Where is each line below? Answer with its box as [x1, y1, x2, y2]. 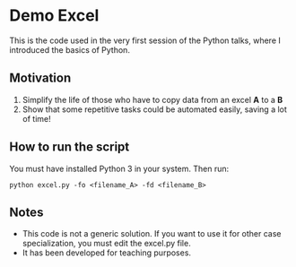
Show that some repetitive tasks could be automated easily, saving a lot [22, 104, 287, 115]
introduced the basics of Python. [9, 44, 130, 55]
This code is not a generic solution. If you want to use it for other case [22, 228, 282, 239]
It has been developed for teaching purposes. [22, 247, 191, 258]
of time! [22, 113, 51, 124]
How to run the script [9, 140, 130, 155]
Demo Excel [9, 5, 100, 26]
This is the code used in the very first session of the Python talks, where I [9, 35, 281, 46]
